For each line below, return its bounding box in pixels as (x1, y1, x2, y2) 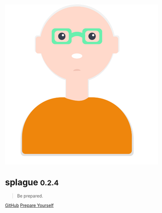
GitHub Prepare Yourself (5, 202, 54, 208)
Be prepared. (16, 193, 44, 199)
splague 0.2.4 (5, 177, 59, 188)
